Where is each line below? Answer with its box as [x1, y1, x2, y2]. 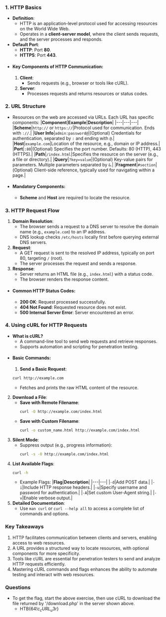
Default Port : [12, 42, 40, 48]
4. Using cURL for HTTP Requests [5, 322, 88, 329]
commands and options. [19, 511, 69, 517]
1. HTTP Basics [5, 4, 42, 11]
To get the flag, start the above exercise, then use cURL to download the [12, 595, 161, 601]
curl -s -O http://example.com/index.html [19, 452, 109, 457]
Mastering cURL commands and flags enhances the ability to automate [12, 566, 158, 572]
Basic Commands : [12, 355, 51, 361]
